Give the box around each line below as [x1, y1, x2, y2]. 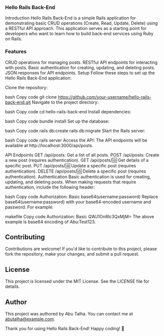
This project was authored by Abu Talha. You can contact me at [5, 311, 133, 317]
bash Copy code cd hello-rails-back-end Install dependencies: [5, 108, 131, 114]
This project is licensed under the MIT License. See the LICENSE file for [5, 279, 150, 284]
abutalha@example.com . [5, 316, 55, 322]
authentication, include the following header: [5, 184, 95, 190]
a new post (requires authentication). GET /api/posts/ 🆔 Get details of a [5, 157, 149, 163]
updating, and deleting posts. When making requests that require [5, 179, 136, 185]
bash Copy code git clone [5, 94, 57, 100]
